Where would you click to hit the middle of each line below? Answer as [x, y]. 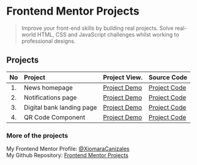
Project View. [123, 77]
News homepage [49, 88]
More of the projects [37, 135]
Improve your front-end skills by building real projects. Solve [97, 28]
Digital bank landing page [61, 107]
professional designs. [48, 41]
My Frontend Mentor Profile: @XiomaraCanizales [68, 149]
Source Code [168, 77]
